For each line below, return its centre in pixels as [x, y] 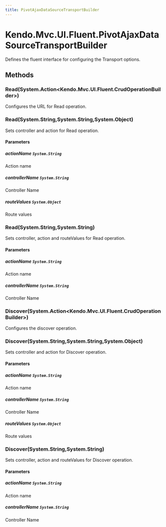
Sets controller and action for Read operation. [52, 130]
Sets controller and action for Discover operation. [56, 352]
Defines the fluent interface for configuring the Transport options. [73, 59]
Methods [19, 75]
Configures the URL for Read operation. [46, 106]
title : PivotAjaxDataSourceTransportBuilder [52, 10]
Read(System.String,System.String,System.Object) [69, 119]
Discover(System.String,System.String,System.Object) [74, 341]
